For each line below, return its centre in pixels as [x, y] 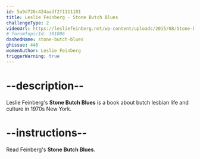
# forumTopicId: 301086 [36, 34]
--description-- [45, 86]
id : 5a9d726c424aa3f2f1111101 [44, 12]
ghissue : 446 [22, 45]
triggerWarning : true [33, 56]
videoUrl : [18, 28]
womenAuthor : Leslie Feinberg [44, 51]
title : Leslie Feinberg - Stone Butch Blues [62, 17]
